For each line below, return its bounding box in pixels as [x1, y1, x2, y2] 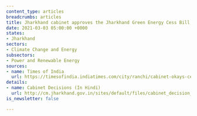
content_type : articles [6, 8, 64, 15]
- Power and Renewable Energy [6, 57, 80, 63]
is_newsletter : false [6, 95, 59, 101]
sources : [6, 63, 28, 69]
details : [6, 80, 28, 86]
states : [6, 30, 25, 36]
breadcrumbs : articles [6, 14, 62, 20]
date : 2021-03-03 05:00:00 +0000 [6, 25, 88, 31]
